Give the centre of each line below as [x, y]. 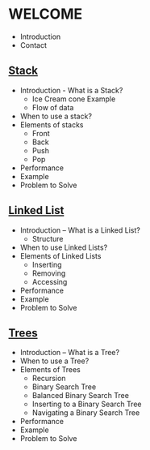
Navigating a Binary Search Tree [86, 413]
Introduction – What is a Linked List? [80, 230]
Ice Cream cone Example [74, 99]
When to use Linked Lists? [64, 247]
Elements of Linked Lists [60, 255]
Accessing [50, 281]
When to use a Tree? [54, 361]
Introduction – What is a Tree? [69, 353]
